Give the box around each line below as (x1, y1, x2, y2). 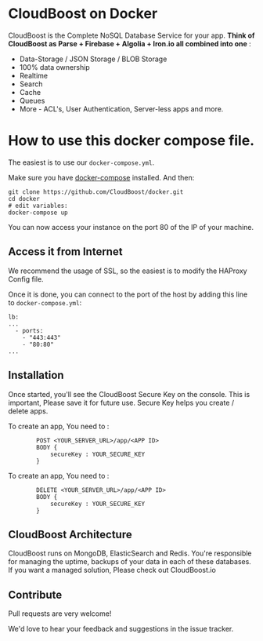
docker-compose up (8, 209, 68, 217)
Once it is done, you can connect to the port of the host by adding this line (8, 290, 248, 299)
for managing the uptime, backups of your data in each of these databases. (8, 557, 252, 566)
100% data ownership (19, 62, 90, 71)
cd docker (8, 195, 41, 202)
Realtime (19, 71, 49, 80)
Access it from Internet (8, 245, 123, 259)
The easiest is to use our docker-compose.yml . (8, 158, 155, 167)
